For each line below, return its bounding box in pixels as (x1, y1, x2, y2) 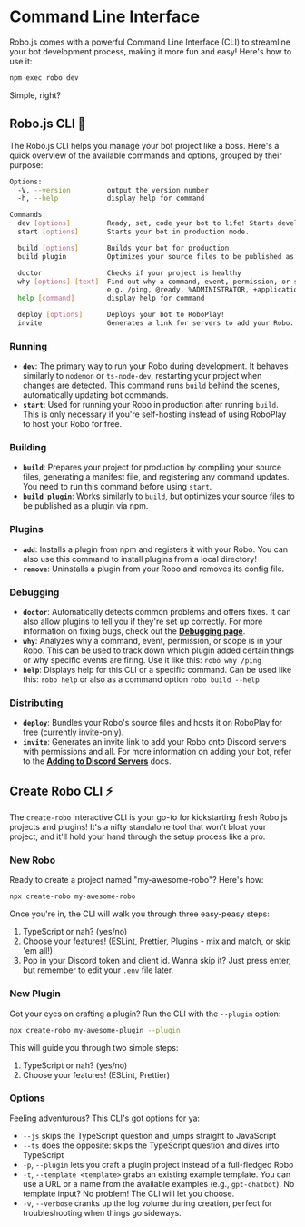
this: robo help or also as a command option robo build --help (22, 674, 261, 685)
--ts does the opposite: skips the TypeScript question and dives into (22, 1140, 280, 1151)
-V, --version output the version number (17, 185, 209, 194)
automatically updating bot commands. (22, 390, 170, 401)
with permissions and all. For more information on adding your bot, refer (22, 747, 292, 757)
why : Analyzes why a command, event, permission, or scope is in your (22, 636, 283, 647)
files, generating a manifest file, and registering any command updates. (22, 471, 290, 482)
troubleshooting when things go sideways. (22, 1207, 182, 1218)
